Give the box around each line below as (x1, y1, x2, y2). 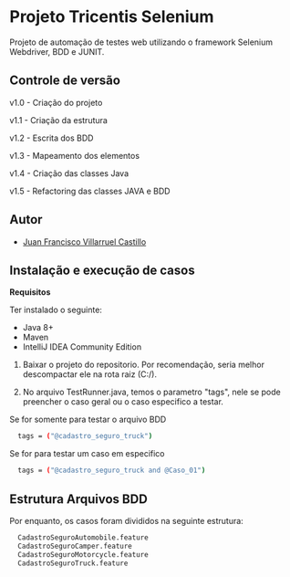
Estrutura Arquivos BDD (9, 491, 148, 507)
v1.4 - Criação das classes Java (9, 167, 129, 179)
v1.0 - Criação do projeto (9, 97, 103, 108)
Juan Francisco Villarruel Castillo (22, 236, 147, 247)
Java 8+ (22, 322, 54, 333)
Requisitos (9, 287, 51, 298)
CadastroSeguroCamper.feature (17, 541, 132, 551)
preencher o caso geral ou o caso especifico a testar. (22, 396, 223, 407)
